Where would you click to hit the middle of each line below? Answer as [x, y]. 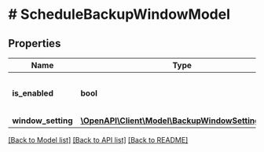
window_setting [42, 121]
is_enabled [33, 93]
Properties [35, 43]
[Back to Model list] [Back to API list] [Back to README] [98, 140]
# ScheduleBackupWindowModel [119, 14]
